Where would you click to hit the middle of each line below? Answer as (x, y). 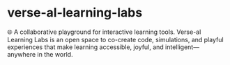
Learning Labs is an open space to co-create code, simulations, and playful (116, 39)
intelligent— (182, 47)
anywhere (22, 54)
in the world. (55, 54)
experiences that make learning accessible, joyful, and (85, 47)
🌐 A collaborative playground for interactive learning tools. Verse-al (104, 32)
